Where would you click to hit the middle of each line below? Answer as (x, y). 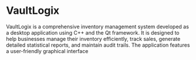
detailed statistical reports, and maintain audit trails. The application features (98, 45)
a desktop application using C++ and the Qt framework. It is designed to (93, 32)
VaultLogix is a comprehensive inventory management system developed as (98, 27)
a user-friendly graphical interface (47, 51)
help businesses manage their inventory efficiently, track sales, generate (93, 39)
